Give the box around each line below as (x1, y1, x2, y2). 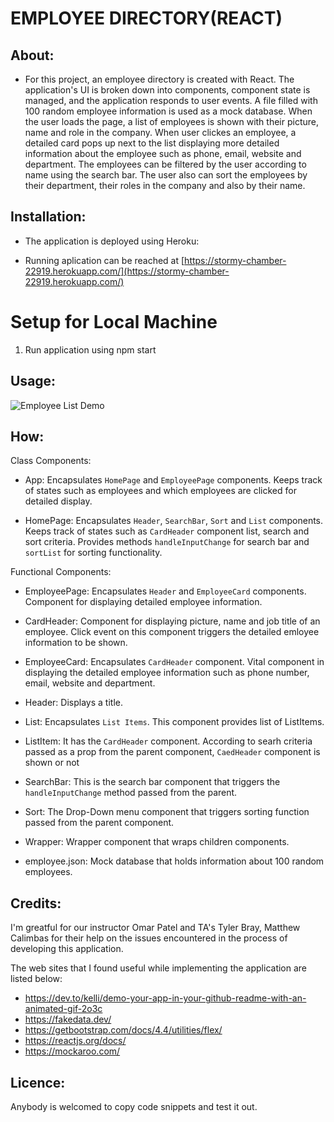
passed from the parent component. (24, 817, 175, 829)
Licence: (10, 1074, 66, 1091)
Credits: (10, 895, 62, 912)
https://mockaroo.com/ (24, 1045, 121, 1057)
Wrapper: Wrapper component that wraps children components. (24, 836, 290, 848)
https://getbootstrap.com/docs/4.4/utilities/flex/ (24, 1024, 223, 1036)
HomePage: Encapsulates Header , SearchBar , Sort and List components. (24, 515, 324, 527)
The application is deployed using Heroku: (24, 235, 200, 247)
